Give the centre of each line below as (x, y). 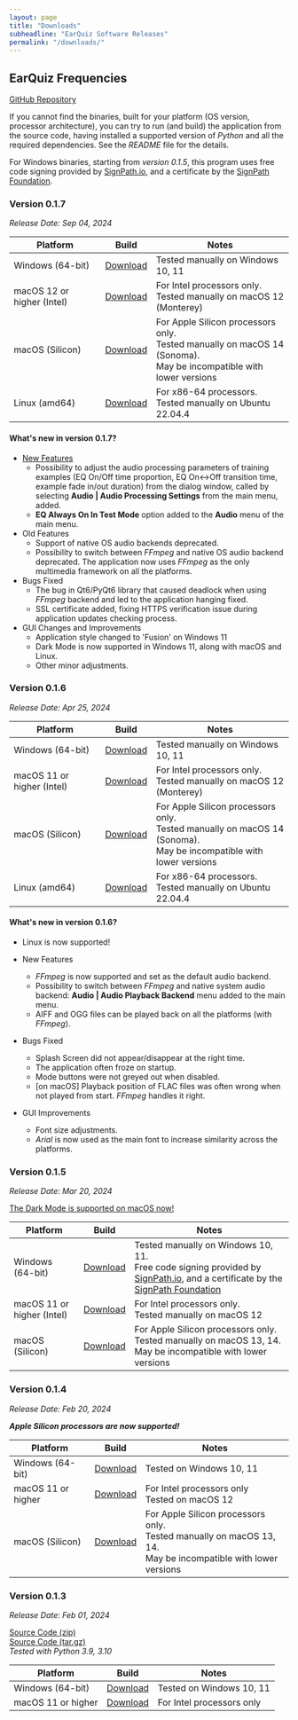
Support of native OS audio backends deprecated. (127, 543)
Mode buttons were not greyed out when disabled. (127, 1077)
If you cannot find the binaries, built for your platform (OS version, (129, 117)
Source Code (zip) (43, 1632)
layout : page (33, 17)
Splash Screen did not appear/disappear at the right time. (140, 1058)
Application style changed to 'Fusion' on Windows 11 (131, 637)
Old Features (45, 533)
